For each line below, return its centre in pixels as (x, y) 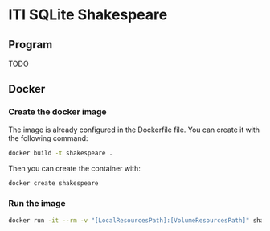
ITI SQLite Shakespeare (88, 15)
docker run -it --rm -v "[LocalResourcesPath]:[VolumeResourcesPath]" (129, 220)
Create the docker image (57, 112)
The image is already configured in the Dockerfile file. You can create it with (134, 130)
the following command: (48, 138)
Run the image (37, 204)
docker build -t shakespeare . (61, 153)
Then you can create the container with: (74, 168)
